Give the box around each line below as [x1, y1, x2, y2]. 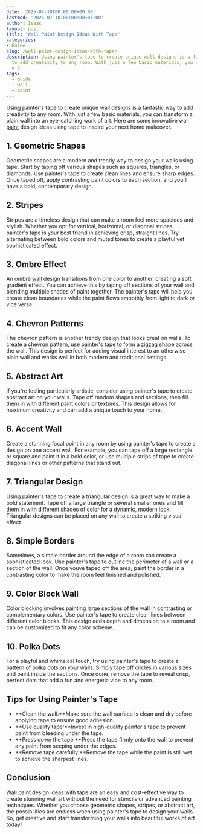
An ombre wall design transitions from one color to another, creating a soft [6, 275, 192, 283]
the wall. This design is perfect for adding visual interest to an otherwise [6, 347, 186, 354]
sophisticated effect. [6, 242, 57, 249]
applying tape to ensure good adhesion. [14, 716, 115, 723]
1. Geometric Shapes [6, 141, 86, 151]
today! [6, 821, 22, 828]
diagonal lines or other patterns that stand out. [6, 459, 122, 466]
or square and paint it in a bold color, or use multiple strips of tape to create [6, 452, 195, 460]
